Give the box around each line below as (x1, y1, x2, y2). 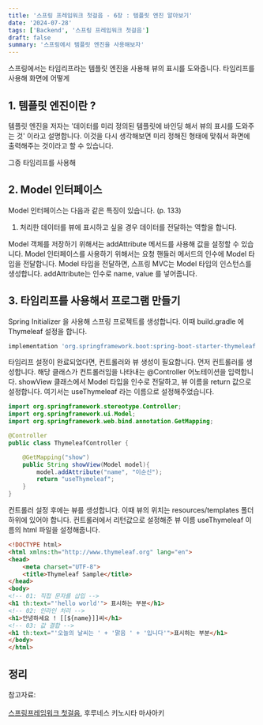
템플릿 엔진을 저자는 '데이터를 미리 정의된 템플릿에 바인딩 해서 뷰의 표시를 (8, 121, 234, 130)
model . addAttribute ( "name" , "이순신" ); (36, 468, 163, 476)
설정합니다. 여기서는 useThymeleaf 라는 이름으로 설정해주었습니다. (8, 387, 215, 396)
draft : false (8, 33, 51, 42)
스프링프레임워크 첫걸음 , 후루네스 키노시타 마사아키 (8, 708, 165, 717)
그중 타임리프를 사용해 (8, 157, 77, 167)
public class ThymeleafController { (8, 439, 129, 447)
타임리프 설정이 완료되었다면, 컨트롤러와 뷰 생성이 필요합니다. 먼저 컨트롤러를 (8, 357, 245, 367)
